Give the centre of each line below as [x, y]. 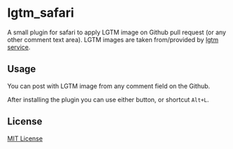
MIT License [25, 139]
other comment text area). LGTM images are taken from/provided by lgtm [113, 39]
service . [19, 47]
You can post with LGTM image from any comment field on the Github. [109, 86]
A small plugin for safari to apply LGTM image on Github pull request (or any [116, 32]
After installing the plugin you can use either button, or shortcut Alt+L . [108, 99]
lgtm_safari [41, 13]
